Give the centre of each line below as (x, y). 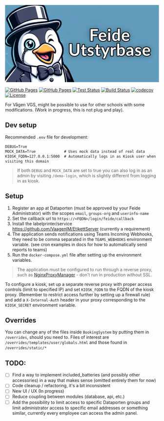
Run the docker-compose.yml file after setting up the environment (77, 255)
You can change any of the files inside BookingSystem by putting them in (77, 332)
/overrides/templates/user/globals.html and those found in (66, 343)
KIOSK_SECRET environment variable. (41, 305)
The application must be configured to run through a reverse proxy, (85, 269)
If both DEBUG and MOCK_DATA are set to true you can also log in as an (84, 170)
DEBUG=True (16, 146)
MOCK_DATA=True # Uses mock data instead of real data (75, 151)
